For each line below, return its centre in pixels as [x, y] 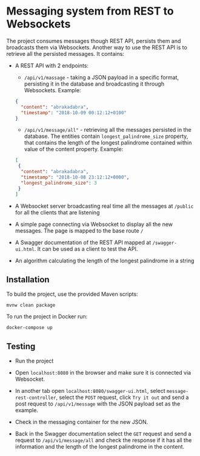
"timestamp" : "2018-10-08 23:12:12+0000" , [75, 177]
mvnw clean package [31, 305]
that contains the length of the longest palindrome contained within [108, 143]
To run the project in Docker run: [47, 316]
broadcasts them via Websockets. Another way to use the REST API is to [97, 47]
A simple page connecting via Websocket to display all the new [94, 224]
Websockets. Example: [52, 90]
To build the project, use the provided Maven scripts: [72, 294]
